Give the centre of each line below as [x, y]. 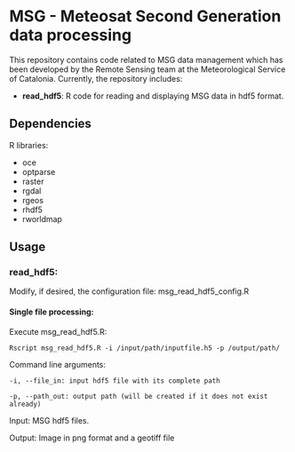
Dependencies [50, 124]
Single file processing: [52, 312]
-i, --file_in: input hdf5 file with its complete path [115, 381]
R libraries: [29, 145]
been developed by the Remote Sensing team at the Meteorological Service [147, 69]
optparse [39, 171]
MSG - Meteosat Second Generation [145, 16]
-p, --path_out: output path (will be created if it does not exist [139, 396]
